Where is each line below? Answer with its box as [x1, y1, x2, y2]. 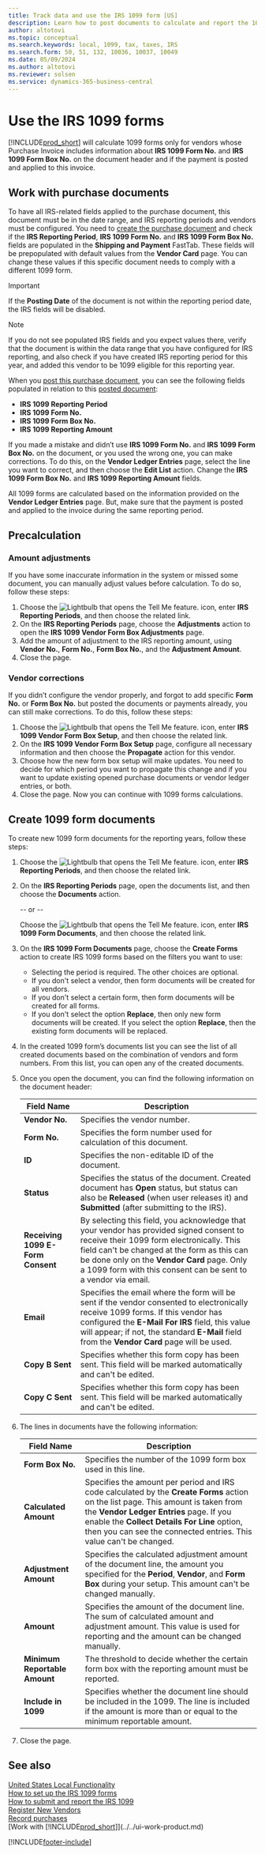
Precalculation [8, 529, 81, 542]
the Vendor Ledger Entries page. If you [84, 1506, 232, 1517]
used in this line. [84, 1464, 145, 1475]
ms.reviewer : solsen [8, 70, 77, 78]
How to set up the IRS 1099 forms [8, 1788, 118, 1798]
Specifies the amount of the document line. [84, 1601, 244, 1612]
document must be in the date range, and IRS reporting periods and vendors [8, 215, 256, 225]
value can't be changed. [84, 1536, 175, 1547]
